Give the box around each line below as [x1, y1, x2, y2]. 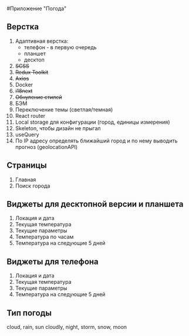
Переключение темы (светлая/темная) [15, 106, 113, 113]
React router [15, 112, 46, 119]
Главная [15, 176, 36, 183]
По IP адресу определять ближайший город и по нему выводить [15, 137, 178, 144]
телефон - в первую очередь [23, 43, 97, 50]
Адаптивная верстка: [15, 38, 69, 45]
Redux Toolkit [15, 69, 49, 76]
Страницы [6, 161, 47, 171]
